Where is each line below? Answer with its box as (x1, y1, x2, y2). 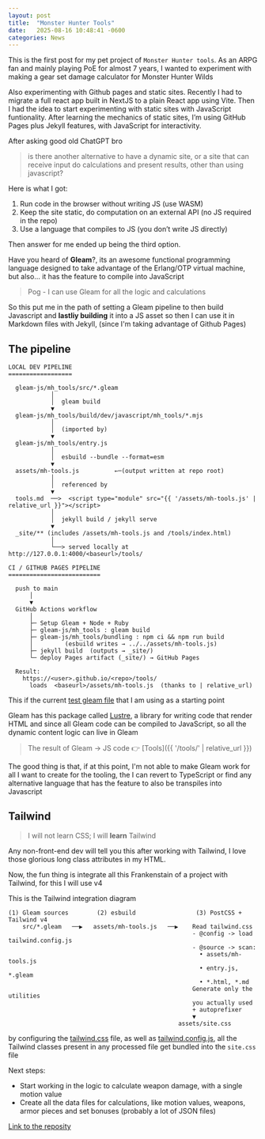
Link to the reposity (8, 1121, 71, 1131)
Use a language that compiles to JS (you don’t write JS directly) (19, 225, 228, 234)
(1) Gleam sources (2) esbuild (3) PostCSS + (8, 909, 243, 917)
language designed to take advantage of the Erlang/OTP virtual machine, (8, 263, 246, 273)
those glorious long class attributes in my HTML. (8, 854, 166, 864)
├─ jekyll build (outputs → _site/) (28, 647, 154, 655)
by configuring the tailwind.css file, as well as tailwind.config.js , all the (8, 1033, 237, 1043)
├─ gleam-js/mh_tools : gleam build (28, 626, 150, 634)
